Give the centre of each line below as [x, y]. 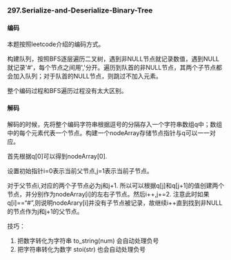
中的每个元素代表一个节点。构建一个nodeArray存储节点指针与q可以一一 [109, 133]
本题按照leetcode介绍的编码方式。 [56, 44]
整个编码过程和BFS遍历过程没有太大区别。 [67, 91]
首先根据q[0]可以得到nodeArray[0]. [57, 157]
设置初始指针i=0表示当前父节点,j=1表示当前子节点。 [80, 171]
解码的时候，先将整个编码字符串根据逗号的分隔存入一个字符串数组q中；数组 [115, 124]
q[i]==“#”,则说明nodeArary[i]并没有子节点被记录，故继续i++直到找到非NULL [115, 203]
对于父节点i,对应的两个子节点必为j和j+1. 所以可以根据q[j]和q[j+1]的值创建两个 [116, 186]
